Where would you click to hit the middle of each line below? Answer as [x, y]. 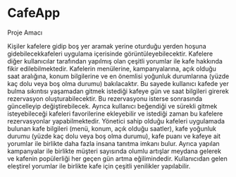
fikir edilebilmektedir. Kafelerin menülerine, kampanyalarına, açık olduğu [112, 68]
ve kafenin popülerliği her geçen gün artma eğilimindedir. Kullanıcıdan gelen [117, 158]
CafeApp [34, 13]
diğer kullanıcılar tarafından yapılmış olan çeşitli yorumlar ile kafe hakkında [115, 61]
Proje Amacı [25, 32]
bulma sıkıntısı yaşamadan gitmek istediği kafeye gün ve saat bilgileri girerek [118, 91]
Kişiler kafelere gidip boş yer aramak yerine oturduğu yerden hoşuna [107, 46]
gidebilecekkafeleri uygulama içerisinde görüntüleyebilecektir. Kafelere [110, 54]
